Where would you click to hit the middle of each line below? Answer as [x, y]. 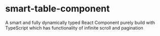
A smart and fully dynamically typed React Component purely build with [80, 22]
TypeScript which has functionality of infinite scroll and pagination [74, 27]
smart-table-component [57, 9]
